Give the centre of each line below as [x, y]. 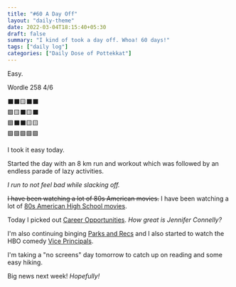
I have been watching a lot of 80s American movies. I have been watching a [118, 198]
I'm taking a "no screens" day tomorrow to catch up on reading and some [115, 254]
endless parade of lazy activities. [56, 171]
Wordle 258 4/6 [30, 87]
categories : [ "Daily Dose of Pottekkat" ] [70, 54]
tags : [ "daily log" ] [38, 47]
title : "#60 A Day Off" [43, 14]
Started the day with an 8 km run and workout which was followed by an [113, 163]
